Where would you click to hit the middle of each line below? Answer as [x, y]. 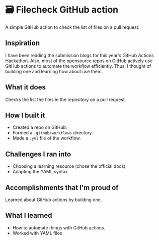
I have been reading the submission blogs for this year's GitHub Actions [80, 55]
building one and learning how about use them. [54, 71]
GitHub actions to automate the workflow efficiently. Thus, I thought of [78, 66]
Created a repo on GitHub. [40, 127]
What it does [26, 87]
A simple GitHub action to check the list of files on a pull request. [72, 27]
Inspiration [23, 43]
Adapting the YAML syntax [40, 172]
